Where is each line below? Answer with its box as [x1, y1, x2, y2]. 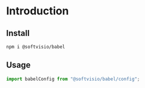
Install [6, 28, 30, 38]
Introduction [6, 4, 69, 18]
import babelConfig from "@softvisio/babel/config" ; [6, 76, 140, 82]
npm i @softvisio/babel [6, 44, 66, 50]
